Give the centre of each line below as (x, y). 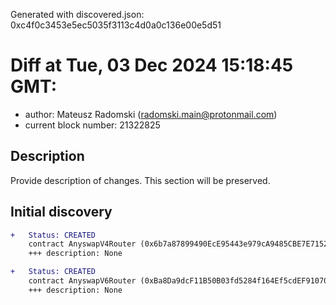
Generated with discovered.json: (77, 14)
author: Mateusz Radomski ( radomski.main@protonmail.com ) (151, 114)
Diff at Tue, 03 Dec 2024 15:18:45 (152, 65)
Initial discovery (61, 212)
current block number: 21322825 (92, 125)
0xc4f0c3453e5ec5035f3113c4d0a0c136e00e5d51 (116, 25)
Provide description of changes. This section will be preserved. (140, 180)
